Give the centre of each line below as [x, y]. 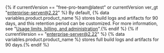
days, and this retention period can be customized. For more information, [82, 23]
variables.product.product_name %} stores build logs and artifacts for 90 [82, 18]
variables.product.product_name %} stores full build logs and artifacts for [82, 39]
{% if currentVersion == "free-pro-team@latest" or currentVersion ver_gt [82, 7]
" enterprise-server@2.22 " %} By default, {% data [57, 13]
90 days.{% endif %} [27, 45]
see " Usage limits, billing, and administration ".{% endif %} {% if [72, 29]
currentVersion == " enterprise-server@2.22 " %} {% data [65, 34]
